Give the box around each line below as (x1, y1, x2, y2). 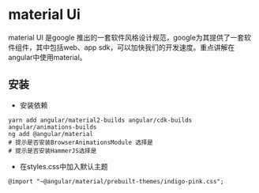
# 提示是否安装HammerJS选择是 (8, 146, 97, 155)
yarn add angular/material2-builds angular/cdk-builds (8, 116, 193, 124)
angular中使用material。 (8, 52, 87, 62)
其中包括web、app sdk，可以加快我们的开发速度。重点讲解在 (35, 42, 235, 52)
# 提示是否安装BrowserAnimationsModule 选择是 (8, 138, 154, 146)
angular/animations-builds (8, 123, 97, 131)
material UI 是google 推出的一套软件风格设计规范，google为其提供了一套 (8, 32, 245, 42)
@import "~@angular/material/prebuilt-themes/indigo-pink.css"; (8, 177, 224, 185)
